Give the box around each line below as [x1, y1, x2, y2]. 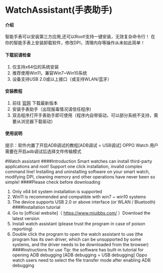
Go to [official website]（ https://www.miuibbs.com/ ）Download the [12, 210, 151, 216]
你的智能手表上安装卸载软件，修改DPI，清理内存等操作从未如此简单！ [5, 40, 145, 46]
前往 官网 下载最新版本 [12, 100, 58, 106]
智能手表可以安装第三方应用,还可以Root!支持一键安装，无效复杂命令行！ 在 [5, 34, 156, 40]
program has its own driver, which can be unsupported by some [12, 236, 141, 242]
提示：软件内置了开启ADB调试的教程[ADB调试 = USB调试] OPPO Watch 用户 [5, 143, 159, 148]
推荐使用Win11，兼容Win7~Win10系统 [12, 70, 87, 76]
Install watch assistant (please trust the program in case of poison [12, 221, 145, 226]
